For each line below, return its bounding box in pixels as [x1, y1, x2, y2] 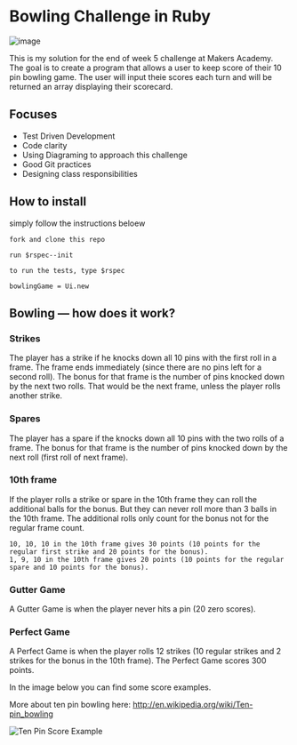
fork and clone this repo [9, 235, 105, 244]
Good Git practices [21, 158, 92, 170]
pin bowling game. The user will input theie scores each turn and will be [9, 71, 273, 82]
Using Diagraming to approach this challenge [21, 149, 189, 160]
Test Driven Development [21, 131, 116, 141]
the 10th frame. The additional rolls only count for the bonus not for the [9, 513, 269, 524]
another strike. [9, 390, 63, 401]
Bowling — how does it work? [9, 305, 176, 321]
